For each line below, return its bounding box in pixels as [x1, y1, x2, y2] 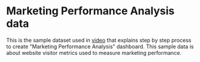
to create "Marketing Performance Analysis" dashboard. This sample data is [6, 43, 194, 50]
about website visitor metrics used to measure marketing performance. [6, 49, 181, 56]
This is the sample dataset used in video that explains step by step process [6, 36, 192, 44]
